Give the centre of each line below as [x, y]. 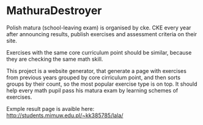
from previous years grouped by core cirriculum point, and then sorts [94, 77]
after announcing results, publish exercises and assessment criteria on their [102, 34]
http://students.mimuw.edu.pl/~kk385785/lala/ [65, 115]
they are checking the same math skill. [55, 59]
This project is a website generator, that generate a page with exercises [96, 70]
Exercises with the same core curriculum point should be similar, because [99, 52]
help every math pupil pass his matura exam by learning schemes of [92, 90]
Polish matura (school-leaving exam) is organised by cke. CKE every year [99, 28]
